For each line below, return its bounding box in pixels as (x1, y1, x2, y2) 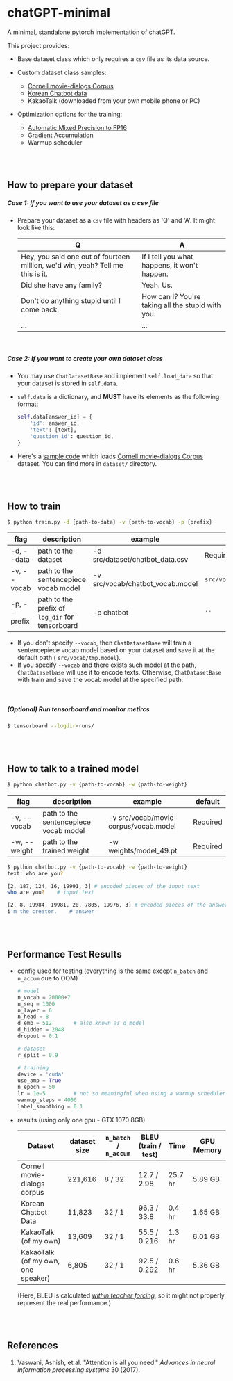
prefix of (37, 604, 66, 613)
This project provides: (7, 41, 70, 49)
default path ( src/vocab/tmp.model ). (17, 654, 121, 662)
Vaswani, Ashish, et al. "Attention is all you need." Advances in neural (17, 1358, 216, 1366)
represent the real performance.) (17, 1298, 112, 1307)
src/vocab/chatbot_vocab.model (92, 579, 198, 589)
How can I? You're (141, 292, 201, 302)
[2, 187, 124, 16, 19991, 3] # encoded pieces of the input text (7, 882, 200, 889)
